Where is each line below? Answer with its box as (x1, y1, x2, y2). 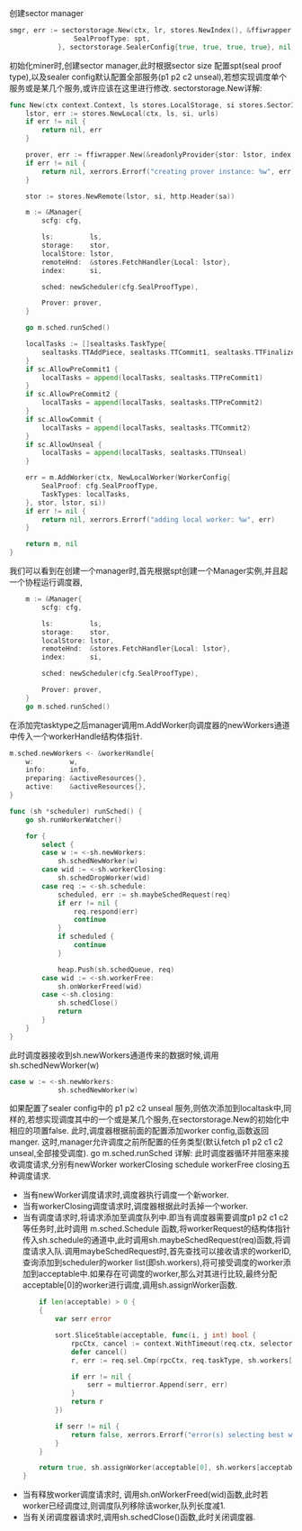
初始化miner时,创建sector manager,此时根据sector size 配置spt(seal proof (9, 59, 282, 70)
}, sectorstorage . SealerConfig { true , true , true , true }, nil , (57, 42, 296, 51)
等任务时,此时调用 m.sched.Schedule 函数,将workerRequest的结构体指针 (22, 1224, 291, 1235)
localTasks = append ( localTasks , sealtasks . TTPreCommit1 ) (41, 373, 263, 382)
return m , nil (25, 540, 78, 549)
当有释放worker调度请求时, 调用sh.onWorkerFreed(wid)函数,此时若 (22, 1490, 269, 1500)
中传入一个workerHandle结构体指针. (9, 731, 143, 742)
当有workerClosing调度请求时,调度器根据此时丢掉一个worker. (22, 1201, 249, 1212)
